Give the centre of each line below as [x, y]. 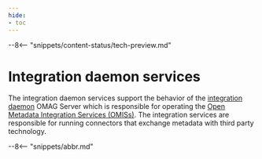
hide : [17, 15]
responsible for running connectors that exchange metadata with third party [131, 123]
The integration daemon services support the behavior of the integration [125, 98]
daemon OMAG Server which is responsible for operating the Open [117, 107]
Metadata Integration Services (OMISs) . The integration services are [119, 115]
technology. [28, 132]
